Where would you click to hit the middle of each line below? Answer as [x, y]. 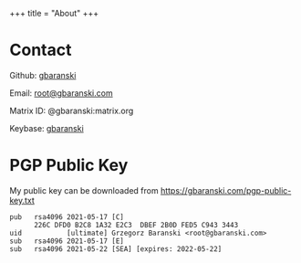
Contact [41, 50]
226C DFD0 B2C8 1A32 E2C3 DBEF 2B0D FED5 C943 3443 [136, 225]
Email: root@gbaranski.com [61, 93]
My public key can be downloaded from [84, 190]
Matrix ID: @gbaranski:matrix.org [72, 110]
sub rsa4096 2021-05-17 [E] [67, 241]
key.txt [22, 200]
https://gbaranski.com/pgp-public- [226, 190]
